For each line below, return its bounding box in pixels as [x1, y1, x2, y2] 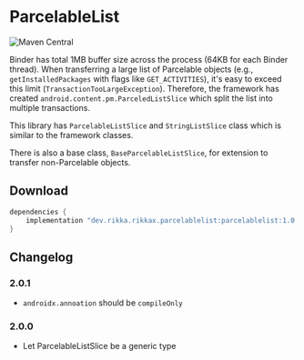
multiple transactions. [9, 102, 91, 113]
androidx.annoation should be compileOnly [22, 297, 184, 308]
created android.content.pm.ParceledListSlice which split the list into [9, 93, 273, 104]
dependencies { [9, 207, 67, 216]
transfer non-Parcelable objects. [9, 156, 131, 167]
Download [9, 184, 68, 199]
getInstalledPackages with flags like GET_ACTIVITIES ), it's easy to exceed [9, 73, 282, 84]
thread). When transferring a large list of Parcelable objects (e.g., [9, 64, 253, 75]
